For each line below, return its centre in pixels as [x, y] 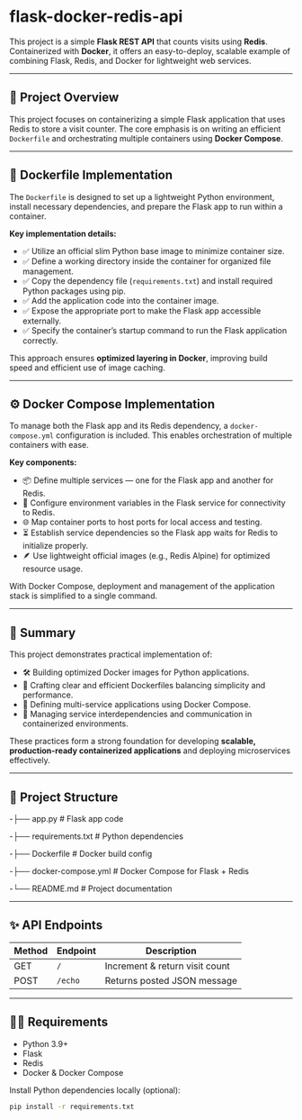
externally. [41, 321]
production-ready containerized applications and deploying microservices [150, 751]
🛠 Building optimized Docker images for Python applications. [136, 672]
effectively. [30, 760]
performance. [48, 695]
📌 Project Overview [64, 98]
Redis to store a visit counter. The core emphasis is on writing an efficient [145, 129]
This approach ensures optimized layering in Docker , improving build [138, 358]
